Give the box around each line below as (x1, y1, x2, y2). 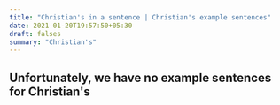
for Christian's (9, 84, 90, 99)
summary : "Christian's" (9, 37, 97, 47)
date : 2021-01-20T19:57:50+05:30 (9, 21, 133, 30)
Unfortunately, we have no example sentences (9, 70, 272, 85)
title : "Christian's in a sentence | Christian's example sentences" (9, 12, 272, 22)
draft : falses (9, 29, 62, 38)
